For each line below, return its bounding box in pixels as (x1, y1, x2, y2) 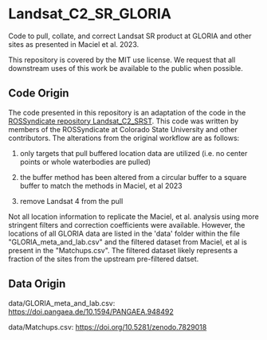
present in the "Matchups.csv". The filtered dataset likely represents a (8, 245, 238, 255)
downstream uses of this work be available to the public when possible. (8, 63, 243, 72)
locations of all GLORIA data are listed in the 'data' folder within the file (8, 229, 241, 238)
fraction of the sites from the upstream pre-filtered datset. (8, 254, 199, 264)
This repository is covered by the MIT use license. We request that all (8, 55, 236, 64)
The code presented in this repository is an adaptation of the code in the (8, 107, 246, 117)
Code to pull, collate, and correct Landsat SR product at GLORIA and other (8, 31, 252, 41)
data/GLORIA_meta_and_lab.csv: (8, 298, 116, 307)
